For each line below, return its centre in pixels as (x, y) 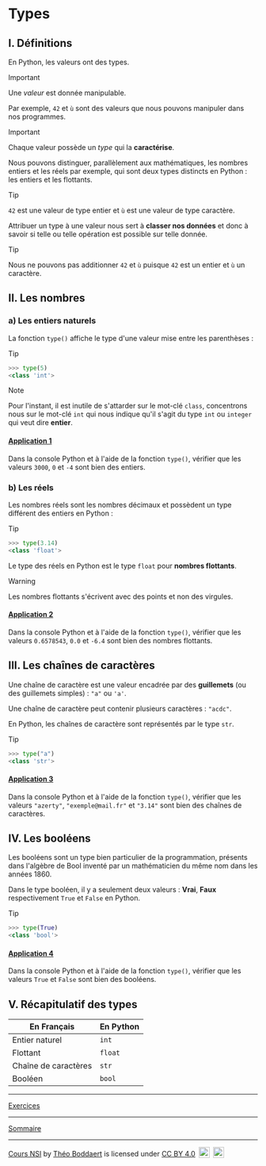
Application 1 (30, 441)
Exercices (24, 1106)
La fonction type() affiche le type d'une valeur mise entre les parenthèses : (131, 338)
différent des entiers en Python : (61, 513)
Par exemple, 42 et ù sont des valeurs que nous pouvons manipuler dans (126, 108)
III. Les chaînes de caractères (82, 666)
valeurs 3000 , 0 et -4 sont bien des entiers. (77, 467)
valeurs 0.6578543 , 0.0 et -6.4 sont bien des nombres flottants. (110, 640)
